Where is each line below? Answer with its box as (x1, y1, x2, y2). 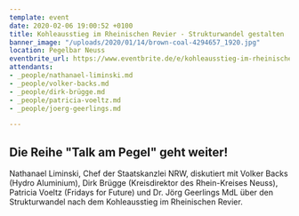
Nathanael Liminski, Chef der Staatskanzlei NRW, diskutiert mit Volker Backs (9, 168, 288, 179)
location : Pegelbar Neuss (9, 46, 105, 55)
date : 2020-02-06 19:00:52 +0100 (9, 21, 133, 30)
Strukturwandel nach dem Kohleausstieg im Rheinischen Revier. (9, 196, 243, 207)
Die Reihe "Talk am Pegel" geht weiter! (9, 144, 229, 160)
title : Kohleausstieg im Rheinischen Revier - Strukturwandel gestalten (9, 29, 285, 38)
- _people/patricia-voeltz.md (9, 95, 122, 105)
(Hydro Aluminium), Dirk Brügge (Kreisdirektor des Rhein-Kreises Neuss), (9, 178, 279, 188)
